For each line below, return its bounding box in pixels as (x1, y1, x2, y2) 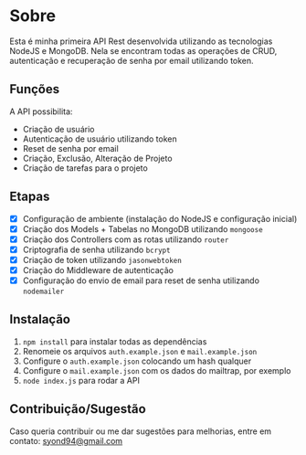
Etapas (9, 189, 50, 205)
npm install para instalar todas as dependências (22, 335, 207, 347)
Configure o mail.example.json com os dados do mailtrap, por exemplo (22, 365, 291, 376)
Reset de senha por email (22, 143, 119, 153)
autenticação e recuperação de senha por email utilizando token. (9, 55, 254, 66)
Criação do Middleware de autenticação (22, 264, 174, 275)
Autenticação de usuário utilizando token (22, 133, 177, 144)
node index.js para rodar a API (22, 375, 140, 386)
